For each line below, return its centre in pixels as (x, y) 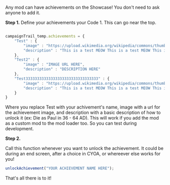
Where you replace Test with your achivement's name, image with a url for (83, 107)
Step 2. (13, 138)
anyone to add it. (23, 13)
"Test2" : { (27, 60)
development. (19, 129)
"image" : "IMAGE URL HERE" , (54, 65)
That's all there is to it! (28, 178)
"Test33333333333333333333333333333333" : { (62, 79)
